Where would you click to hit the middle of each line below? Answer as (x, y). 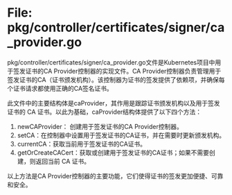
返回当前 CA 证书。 (63, 161)
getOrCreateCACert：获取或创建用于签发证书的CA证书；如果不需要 (113, 152)
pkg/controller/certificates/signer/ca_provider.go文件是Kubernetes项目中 (111, 62)
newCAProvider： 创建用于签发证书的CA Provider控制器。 (100, 126)
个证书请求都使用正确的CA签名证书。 (60, 88)
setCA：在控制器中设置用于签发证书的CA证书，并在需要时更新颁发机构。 (121, 135)
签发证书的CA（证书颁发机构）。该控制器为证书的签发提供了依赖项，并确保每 (116, 79)
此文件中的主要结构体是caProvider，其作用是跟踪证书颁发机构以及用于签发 (114, 103)
